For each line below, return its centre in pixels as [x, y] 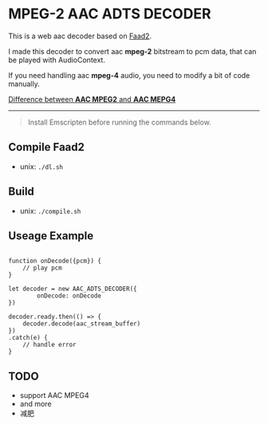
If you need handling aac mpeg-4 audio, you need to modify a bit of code [129, 75]
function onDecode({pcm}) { [55, 261]
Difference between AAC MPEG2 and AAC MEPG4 [92, 99]
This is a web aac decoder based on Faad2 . [80, 36]
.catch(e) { [28, 338]
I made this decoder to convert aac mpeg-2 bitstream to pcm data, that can [132, 51]
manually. [24, 84]
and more [35, 404]
